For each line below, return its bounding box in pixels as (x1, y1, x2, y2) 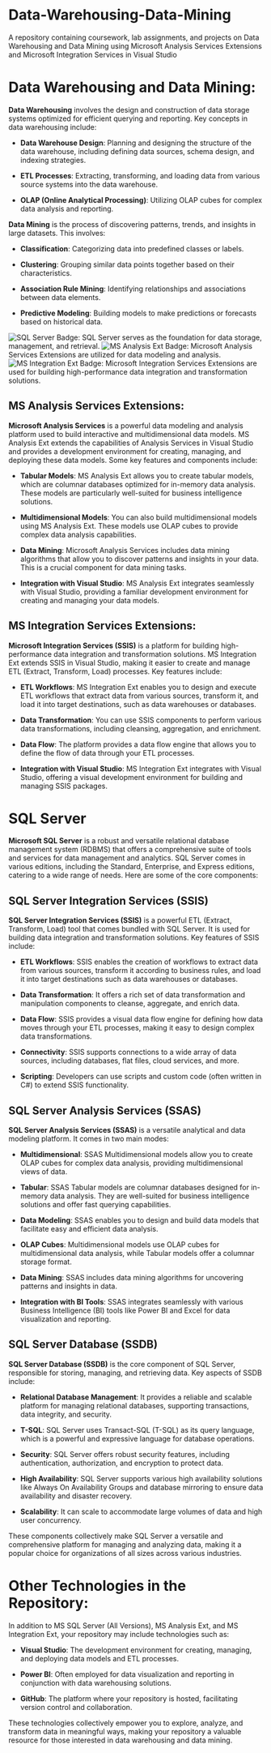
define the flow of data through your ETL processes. (19, 748, 195, 757)
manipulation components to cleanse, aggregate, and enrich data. (19, 999, 240, 1009)
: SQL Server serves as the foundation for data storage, (78, 332, 262, 342)
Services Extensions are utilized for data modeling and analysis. (8, 349, 221, 359)
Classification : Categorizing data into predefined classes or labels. (19, 243, 244, 253)
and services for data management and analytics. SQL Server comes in (8, 853, 246, 863)
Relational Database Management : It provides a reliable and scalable (19, 1392, 252, 1402)
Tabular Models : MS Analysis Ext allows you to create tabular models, (19, 470, 255, 480)
